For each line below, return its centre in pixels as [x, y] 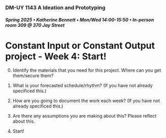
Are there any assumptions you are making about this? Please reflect [85, 116]
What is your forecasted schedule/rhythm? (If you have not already [83, 86]
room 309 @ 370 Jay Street [35, 25]
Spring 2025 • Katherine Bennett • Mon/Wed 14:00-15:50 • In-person [80, 20]
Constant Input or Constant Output [80, 45]
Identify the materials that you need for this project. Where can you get [87, 71]
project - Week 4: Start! [56, 56]
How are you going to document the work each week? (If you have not [86, 101]
